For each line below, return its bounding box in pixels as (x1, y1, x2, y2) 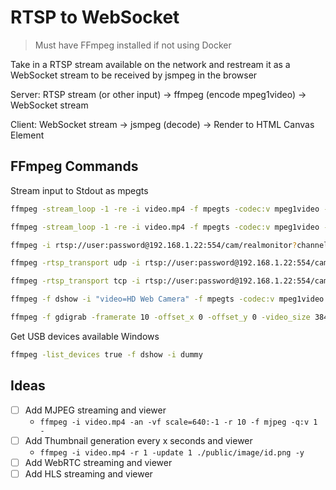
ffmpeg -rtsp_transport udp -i (10, 258, 141, 268)
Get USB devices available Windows (10, 330, 160, 342)
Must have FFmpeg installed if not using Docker (34, 39, 232, 51)
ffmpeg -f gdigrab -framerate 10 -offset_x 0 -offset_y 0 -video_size (10, 312, 311, 322)
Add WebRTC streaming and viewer (24, 456, 173, 468)
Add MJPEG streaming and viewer (24, 404, 167, 416)
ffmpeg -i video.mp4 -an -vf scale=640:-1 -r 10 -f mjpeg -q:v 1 (39, 417, 318, 427)
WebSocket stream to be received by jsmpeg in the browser (10, 69, 258, 81)
